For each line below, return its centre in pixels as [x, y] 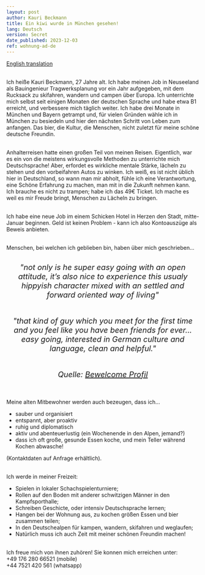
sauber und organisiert [44, 413]
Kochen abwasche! [39, 446]
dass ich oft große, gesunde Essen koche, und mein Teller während [100, 440]
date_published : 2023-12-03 [42, 40]
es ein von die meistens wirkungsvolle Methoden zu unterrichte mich [93, 159]
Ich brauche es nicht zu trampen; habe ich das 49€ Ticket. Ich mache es [98, 191]
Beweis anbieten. [28, 229]
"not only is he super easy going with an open [103, 267]
